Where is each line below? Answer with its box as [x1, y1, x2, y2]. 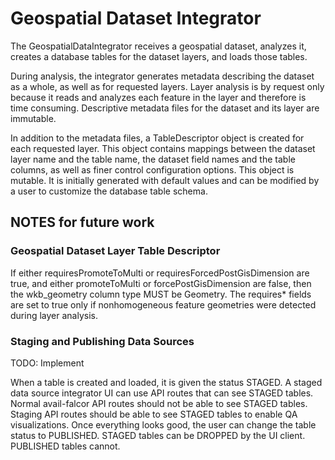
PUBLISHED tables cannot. [10, 440, 121, 452]
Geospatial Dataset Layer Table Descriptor [10, 244, 221, 258]
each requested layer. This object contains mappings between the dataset [10, 142, 316, 154]
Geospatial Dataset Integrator [10, 7, 262, 30]
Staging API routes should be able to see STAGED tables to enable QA [10, 408, 298, 420]
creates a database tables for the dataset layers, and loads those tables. [10, 50, 308, 62]
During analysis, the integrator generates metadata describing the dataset [10, 70, 315, 82]
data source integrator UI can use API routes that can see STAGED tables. [10, 387, 314, 399]
